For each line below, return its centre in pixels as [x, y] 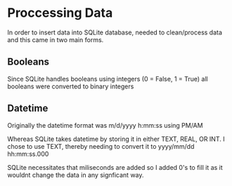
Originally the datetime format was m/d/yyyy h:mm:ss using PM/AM [105, 125]
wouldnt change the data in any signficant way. [76, 175]
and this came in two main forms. [56, 39]
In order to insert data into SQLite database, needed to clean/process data [115, 32]
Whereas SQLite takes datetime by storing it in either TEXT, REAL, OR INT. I [116, 139]
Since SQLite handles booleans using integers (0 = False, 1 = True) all [108, 79]
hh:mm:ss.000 [28, 154]
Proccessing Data [60, 13]
